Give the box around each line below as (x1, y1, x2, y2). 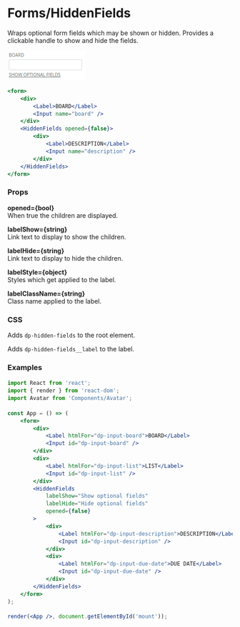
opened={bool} (7, 204, 55, 212)
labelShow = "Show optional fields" (45, 493, 149, 500)
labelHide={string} (7, 246, 65, 255)
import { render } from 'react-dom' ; (7, 387, 120, 394)
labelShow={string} (7, 225, 68, 234)
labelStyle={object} (7, 268, 68, 276)
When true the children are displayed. (7, 211, 119, 219)
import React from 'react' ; (7, 380, 91, 387)
